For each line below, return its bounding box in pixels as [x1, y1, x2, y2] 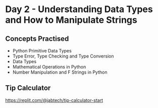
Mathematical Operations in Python [12, 64, 86, 70]
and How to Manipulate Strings [5, 14, 137, 26]
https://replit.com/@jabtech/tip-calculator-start [5, 97, 103, 103]
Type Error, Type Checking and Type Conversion [12, 53, 114, 59]
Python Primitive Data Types [12, 48, 72, 53]
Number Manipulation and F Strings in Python [12, 69, 108, 75]
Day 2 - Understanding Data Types [5, 4, 153, 15]
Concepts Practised [5, 34, 69, 43]
